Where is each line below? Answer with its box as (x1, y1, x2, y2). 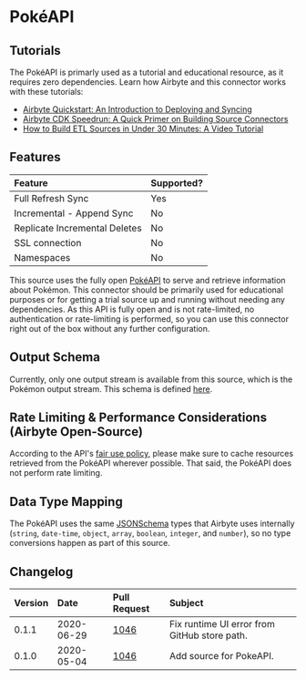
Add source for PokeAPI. (168, 650, 274, 663)
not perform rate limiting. (9, 468, 103, 479)
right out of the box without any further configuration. (9, 323, 210, 334)
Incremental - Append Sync (14, 207, 134, 220)
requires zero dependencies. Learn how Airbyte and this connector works (9, 77, 287, 88)
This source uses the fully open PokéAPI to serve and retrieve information (9, 274, 286, 285)
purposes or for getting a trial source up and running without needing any (9, 294, 285, 304)
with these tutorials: (9, 87, 84, 97)
